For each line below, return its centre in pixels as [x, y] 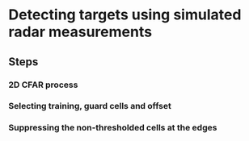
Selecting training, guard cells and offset [90, 106]
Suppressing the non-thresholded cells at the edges [113, 128]
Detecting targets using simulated [125, 15]
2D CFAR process [43, 85]
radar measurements [80, 32]
